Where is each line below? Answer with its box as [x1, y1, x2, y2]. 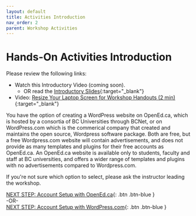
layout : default [6, 8, 46, 15]
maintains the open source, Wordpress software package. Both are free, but [6, 130, 191, 138]
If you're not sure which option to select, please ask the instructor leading [6, 174, 185, 181]
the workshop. [6, 179, 41, 186]
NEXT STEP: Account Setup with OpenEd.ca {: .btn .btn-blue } [6, 191, 155, 198]
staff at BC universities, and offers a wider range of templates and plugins [6, 156, 185, 163]
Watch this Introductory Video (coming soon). [14, 81, 125, 89]
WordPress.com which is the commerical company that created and [6, 125, 171, 132]
